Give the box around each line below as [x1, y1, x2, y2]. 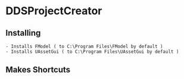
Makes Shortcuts [5, 65, 71, 75]
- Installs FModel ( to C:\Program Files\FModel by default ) [5, 43, 163, 49]
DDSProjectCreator [5, 4, 102, 18]
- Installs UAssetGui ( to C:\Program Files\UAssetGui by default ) [5, 49, 179, 55]
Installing [5, 28, 41, 38]
